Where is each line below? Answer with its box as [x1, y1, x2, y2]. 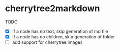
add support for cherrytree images [12, 39, 83, 45]
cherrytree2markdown [5, 3, 100, 14]
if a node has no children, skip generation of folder [12, 34, 115, 39]
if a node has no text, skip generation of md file [12, 28, 108, 34]
